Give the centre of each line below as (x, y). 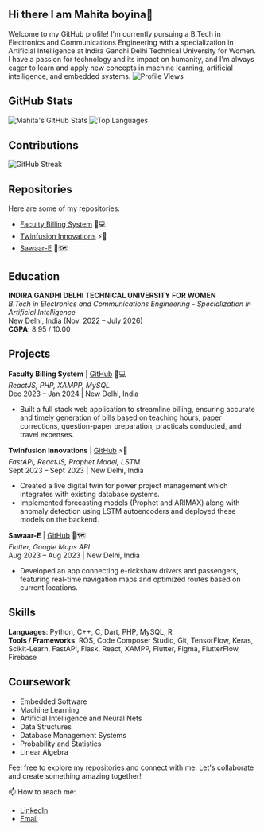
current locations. (49, 587)
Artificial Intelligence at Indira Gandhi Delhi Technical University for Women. (132, 50)
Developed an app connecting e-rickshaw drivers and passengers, (129, 570)
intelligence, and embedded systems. (70, 76)
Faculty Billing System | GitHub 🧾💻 (67, 374)
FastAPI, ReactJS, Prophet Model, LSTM (74, 461)
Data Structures (45, 726)
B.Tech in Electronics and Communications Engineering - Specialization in (130, 304)
